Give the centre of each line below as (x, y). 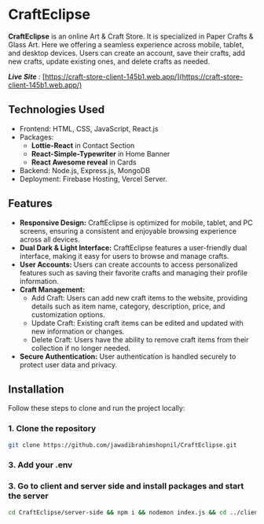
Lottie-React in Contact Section (83, 145)
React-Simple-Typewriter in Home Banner (101, 153)
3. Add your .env (40, 465)
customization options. (68, 314)
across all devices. (49, 239)
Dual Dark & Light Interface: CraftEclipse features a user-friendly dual (133, 247)
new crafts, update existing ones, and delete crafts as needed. (109, 61)
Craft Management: (52, 290)
